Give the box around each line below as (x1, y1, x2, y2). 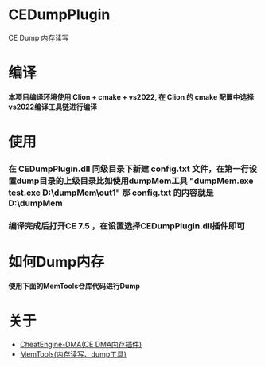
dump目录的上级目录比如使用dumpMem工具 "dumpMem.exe (16, 175, 254, 186)
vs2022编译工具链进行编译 (8, 102, 98, 111)
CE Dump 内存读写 (8, 33, 69, 42)
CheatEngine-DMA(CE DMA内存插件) (19, 340, 142, 349)
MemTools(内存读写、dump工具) (19, 349, 127, 359)
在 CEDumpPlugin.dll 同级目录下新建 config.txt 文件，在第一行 (8, 163, 249, 174)
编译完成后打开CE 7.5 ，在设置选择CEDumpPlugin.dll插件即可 (8, 221, 245, 232)
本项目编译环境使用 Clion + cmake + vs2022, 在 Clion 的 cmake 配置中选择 (8, 92, 255, 101)
